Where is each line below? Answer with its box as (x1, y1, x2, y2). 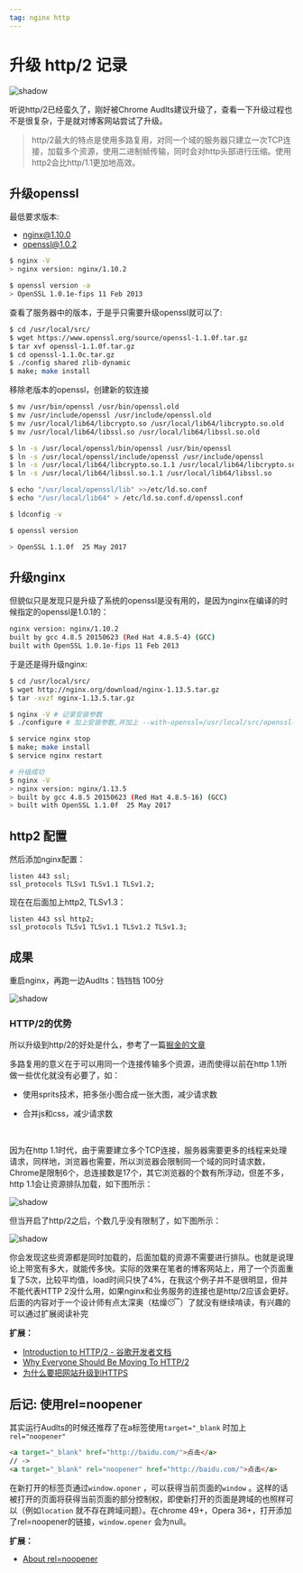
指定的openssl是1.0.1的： (16, 606, 109, 618)
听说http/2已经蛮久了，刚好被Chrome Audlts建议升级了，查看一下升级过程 (9, 104, 285, 115)
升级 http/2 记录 (9, 55, 128, 75)
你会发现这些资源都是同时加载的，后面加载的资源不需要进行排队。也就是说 (9, 1252, 286, 1263)
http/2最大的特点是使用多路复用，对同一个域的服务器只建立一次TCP (31, 134, 284, 145)
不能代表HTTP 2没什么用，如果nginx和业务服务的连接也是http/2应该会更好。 (9, 1286, 294, 1297)
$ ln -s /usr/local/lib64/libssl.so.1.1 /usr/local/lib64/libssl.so (9, 469, 272, 478)
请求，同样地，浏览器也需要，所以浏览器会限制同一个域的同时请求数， (9, 1156, 271, 1167)
